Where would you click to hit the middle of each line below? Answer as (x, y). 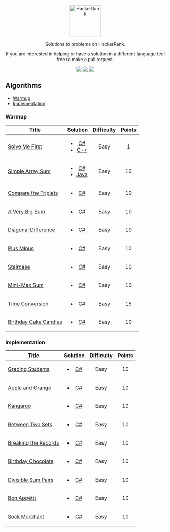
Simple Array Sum (29, 171)
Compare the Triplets (33, 193)
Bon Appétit (22, 498)
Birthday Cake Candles (35, 322)
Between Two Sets (30, 425)
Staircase (19, 267)
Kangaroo (20, 406)
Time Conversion (28, 304)
